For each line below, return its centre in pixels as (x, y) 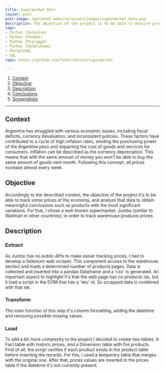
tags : (11, 28)
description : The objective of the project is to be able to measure (78, 23)
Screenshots (25, 99)
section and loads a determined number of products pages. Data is (73, 266)
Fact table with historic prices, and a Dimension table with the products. (78, 344)
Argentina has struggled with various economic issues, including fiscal (77, 131)
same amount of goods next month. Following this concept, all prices (75, 162)
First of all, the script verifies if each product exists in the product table (77, 350)
